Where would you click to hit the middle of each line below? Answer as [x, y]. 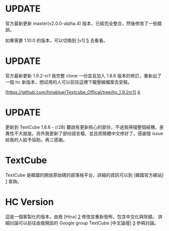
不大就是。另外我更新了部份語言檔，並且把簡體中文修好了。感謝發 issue [89, 133]
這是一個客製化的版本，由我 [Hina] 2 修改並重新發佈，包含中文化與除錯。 [81, 216]
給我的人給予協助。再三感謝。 [36, 140]
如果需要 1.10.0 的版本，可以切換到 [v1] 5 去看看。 [57, 40]
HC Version [30, 202]
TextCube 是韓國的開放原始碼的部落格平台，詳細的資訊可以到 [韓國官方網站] [84, 175]
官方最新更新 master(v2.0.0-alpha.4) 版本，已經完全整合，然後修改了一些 [81, 23]
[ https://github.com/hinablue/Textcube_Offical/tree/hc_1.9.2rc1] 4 [73, 92]
